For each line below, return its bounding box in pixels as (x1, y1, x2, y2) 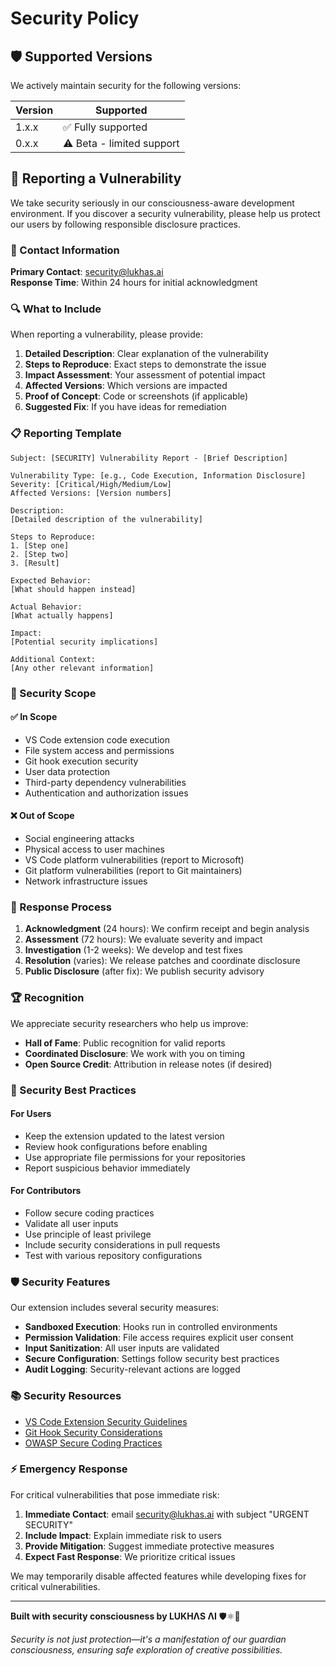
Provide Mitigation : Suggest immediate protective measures (24, 1540, 275, 1552)
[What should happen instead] (10, 584, 137, 594)
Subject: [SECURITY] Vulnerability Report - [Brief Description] (10, 453, 288, 463)
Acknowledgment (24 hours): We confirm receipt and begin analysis (24, 923, 310, 935)
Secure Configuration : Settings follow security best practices (24, 1353, 280, 1365)
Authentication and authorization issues (24, 787, 189, 799)
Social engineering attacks (24, 833, 135, 845)
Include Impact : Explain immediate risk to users (24, 1529, 222, 1541)
